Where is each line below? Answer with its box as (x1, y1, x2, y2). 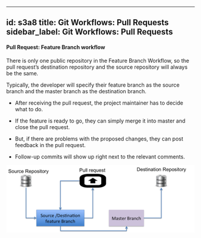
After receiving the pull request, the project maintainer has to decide (14, 99, 184, 106)
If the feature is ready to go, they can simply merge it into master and (14, 117, 185, 124)
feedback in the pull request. (14, 141, 86, 148)
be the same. (6, 69, 39, 77)
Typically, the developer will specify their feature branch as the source (6, 81, 180, 89)
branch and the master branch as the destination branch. (6, 87, 147, 94)
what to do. (14, 105, 43, 112)
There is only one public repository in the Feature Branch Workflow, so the (6, 57, 190, 64)
